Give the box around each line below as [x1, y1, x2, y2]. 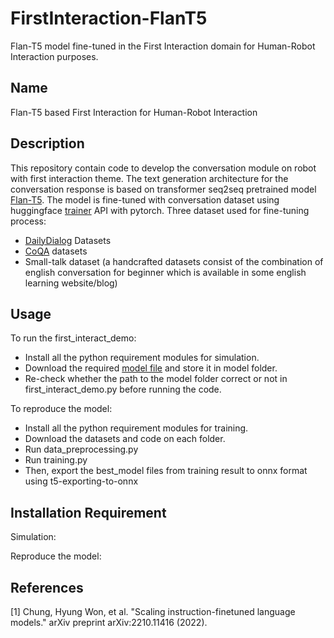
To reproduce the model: [10, 403, 113, 415]
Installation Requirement [10, 504, 167, 521]
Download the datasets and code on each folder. [24, 433, 226, 445]
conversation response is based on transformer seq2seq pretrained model [10, 183, 317, 195]
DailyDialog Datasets [24, 234, 112, 246]
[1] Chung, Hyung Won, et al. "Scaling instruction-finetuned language [10, 606, 296, 617]
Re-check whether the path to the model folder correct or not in [24, 373, 288, 385]
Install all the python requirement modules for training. [24, 422, 249, 434]
